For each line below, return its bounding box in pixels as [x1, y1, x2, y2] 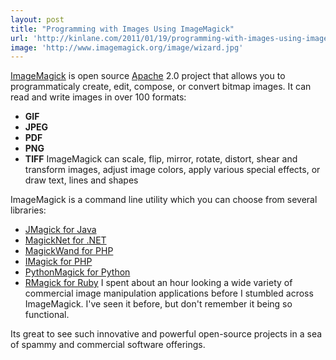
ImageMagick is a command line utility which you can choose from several [10, 194, 318, 206]
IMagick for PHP [24, 256, 93, 268]
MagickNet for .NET [24, 234, 107, 246]
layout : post [10, 14, 65, 25]
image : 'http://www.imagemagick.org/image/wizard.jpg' [10, 42, 244, 53]
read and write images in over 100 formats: [10, 91, 187, 103]
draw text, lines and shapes [24, 174, 139, 186]
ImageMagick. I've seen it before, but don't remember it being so [24, 298, 293, 310]
